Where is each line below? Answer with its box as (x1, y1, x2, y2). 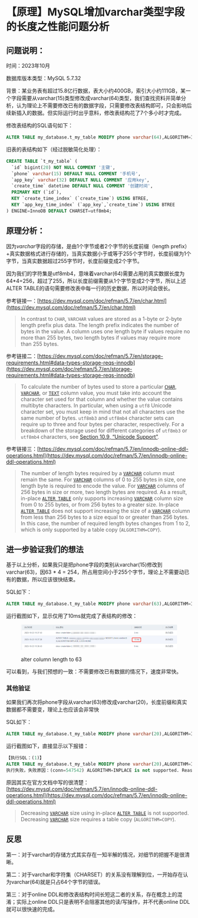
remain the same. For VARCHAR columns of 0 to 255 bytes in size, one (20, 476, 186, 483)
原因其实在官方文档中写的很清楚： (6, 779, 89, 786)
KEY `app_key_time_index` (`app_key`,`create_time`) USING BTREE (11, 202, 176, 208)
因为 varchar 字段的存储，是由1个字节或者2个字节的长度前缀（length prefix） (6, 242, 190, 249)
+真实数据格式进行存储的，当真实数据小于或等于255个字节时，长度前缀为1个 (6, 250, 192, 257)
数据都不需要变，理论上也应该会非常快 (6, 706, 99, 713)
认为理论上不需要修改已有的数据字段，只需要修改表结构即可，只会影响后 (16, 102, 192, 109)
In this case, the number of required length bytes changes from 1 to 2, (20, 519, 190, 527)
